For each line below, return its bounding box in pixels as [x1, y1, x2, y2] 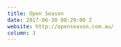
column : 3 [7, 29, 36, 37]
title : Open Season [7, 10, 64, 17]
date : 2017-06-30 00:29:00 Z [7, 17, 92, 23]
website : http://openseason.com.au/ [7, 23, 114, 30]
